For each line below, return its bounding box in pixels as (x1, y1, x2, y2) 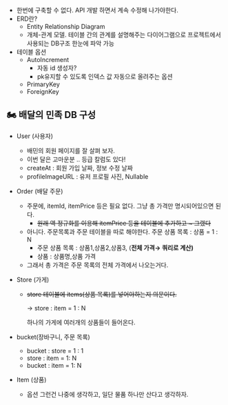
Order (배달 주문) (16, 187, 63, 195)
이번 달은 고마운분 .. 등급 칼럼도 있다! (26, 155, 126, 164)
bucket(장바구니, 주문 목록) (16, 333, 90, 341)
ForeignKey (26, 88, 59, 95)
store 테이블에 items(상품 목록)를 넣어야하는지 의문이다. (26, 290, 177, 298)
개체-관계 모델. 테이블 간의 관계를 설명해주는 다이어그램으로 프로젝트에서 (26, 30, 221, 39)
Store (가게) (16, 275, 50, 284)
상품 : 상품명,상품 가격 (37, 252, 96, 260)
